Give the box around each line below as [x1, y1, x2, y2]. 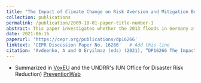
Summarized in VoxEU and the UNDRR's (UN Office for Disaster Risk [14, 64, 184, 71]
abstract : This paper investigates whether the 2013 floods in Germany [6, 25, 188, 32]
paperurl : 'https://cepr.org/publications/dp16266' [6, 36, 138, 42]
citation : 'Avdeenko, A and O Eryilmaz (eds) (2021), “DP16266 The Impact [6, 48, 197, 54]
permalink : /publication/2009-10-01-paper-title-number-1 [6, 20, 154, 26]
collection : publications [6, 14, 71, 20]
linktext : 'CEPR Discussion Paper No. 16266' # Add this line [6, 42, 170, 48]
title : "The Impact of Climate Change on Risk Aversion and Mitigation [6, 8, 188, 15]
